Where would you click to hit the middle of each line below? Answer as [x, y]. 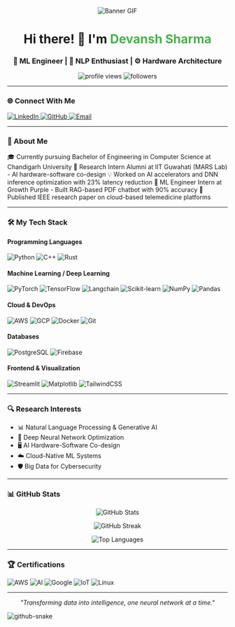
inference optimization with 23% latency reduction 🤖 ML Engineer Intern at [115, 182]
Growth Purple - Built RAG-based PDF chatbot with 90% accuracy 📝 [105, 190]
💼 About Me [28, 141]
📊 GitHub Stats [34, 494]
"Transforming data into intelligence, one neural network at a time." [117, 602]
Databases [23, 337]
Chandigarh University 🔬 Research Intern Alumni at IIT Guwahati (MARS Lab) [117, 167]
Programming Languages [45, 241]
